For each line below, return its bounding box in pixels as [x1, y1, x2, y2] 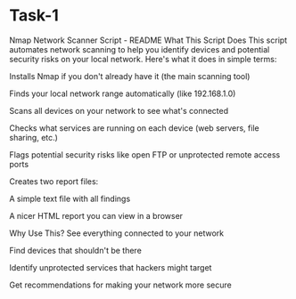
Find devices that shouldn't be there [9, 245, 143, 255]
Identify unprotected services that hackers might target [9, 262, 212, 272]
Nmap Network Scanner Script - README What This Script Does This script [9, 35, 288, 45]
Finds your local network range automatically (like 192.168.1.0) [9, 88, 236, 99]
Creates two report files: [9, 175, 99, 187]
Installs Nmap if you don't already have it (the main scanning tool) [9, 70, 251, 81]
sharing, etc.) [9, 132, 58, 142]
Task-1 [9, 5, 60, 26]
